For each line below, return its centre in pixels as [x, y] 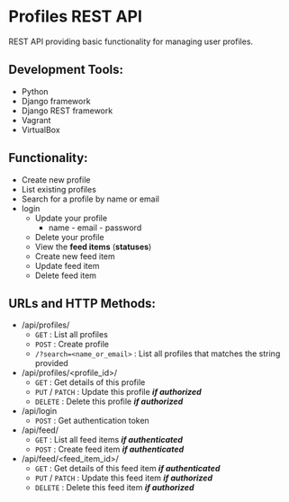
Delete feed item [65, 275]
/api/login [39, 411]
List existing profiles [59, 189]
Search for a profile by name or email [90, 199]
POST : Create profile [72, 345]
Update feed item [67, 265]
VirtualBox [41, 130]
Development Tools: [66, 70]
